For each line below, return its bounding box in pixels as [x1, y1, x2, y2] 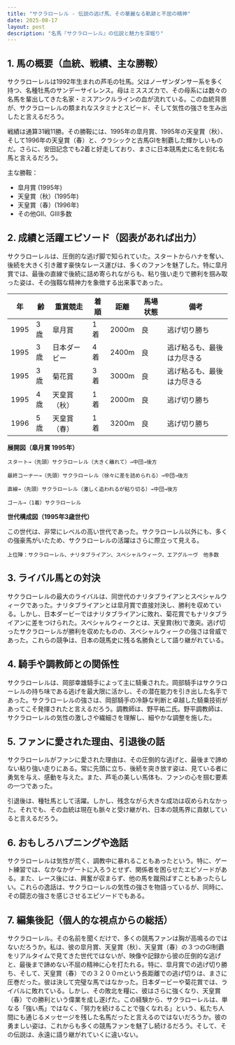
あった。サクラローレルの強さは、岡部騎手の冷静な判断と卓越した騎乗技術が [7, 695, 228, 704]
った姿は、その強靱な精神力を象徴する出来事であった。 [7, 278, 166, 286]
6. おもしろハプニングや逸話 [7, 836, 129, 848]
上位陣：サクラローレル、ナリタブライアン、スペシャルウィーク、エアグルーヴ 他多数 [7, 551, 219, 558]
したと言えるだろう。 [7, 113, 68, 121]
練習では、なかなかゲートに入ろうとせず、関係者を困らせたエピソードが [13, 866, 222, 874]
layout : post [7, 23, 45, 30]
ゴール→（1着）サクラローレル [7, 499, 82, 506]
